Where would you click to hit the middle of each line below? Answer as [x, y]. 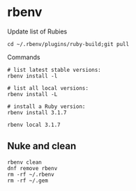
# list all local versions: [48, 88]
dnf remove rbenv [32, 168]
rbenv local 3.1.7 [34, 125]
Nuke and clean [42, 146]
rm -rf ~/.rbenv [31, 174]
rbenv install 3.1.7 [37, 112]
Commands [24, 57]
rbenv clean [24, 162]
